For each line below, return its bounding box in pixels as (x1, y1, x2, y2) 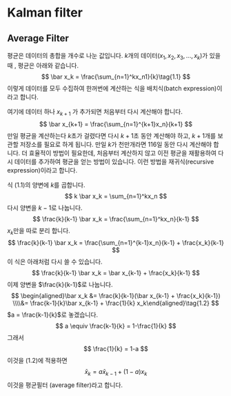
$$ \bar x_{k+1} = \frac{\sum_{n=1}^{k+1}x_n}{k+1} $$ (39, 119, 193, 128)
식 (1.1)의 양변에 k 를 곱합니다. (7, 181, 86, 189)
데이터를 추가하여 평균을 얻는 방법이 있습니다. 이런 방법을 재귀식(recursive (14, 157, 214, 166)
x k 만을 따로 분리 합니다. (7, 226, 70, 236)
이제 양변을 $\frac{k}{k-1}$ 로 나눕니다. (7, 281, 113, 289)
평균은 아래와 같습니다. (17, 61, 79, 70)
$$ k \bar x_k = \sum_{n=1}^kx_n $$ (64, 192, 168, 200)
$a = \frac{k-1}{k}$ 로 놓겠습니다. (7, 310, 99, 319)
